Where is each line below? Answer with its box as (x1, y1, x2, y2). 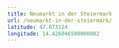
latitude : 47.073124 (7, 23, 69, 30)
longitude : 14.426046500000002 (7, 30, 100, 37)
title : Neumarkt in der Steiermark (7, 10, 113, 18)
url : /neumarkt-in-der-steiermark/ (7, 17, 113, 24)
